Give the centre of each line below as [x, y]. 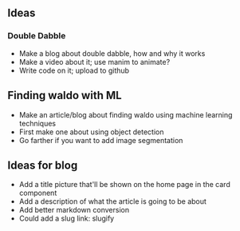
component [38, 193]
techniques [37, 123]
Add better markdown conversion [74, 210]
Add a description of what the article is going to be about [112, 201]
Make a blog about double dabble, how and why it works [112, 53]
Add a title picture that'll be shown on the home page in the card [124, 185]
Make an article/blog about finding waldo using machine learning [126, 114]
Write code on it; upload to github [74, 70]
